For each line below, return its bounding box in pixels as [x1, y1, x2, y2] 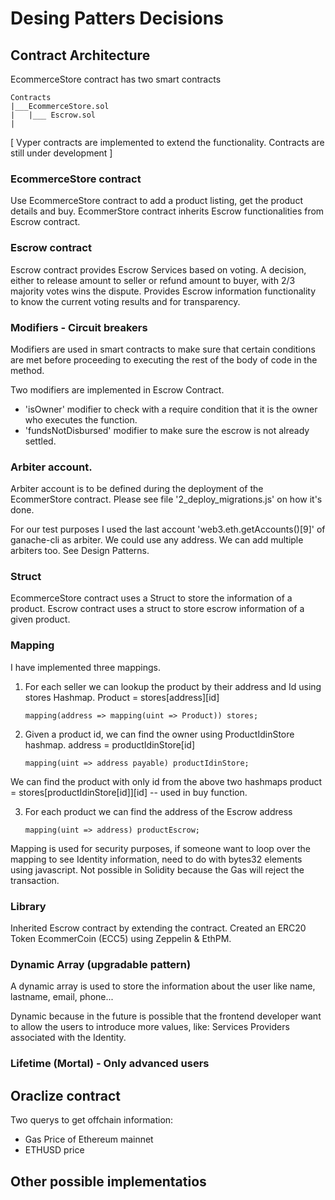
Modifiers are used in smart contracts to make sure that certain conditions [10, 343, 316, 355]
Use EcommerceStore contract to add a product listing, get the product [10, 195, 303, 207]
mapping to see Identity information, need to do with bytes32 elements [10, 853, 303, 865]
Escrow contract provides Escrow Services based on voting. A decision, [10, 263, 307, 276]
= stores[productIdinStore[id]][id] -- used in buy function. [10, 786, 248, 798]
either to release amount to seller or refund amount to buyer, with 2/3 [10, 274, 296, 286]
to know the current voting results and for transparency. [10, 295, 241, 307]
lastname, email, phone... [10, 991, 114, 1003]
